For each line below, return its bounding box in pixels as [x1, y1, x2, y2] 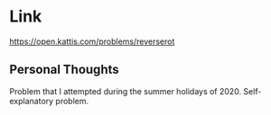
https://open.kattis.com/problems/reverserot [9, 36, 175, 47]
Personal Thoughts [9, 62, 119, 77]
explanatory [9, 95, 54, 106]
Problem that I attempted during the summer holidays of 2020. [9, 85, 242, 96]
